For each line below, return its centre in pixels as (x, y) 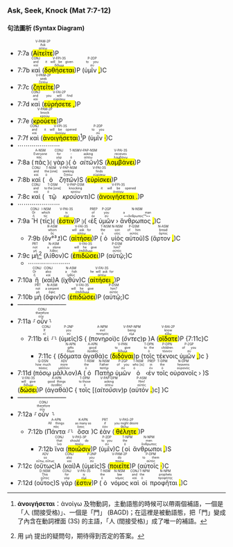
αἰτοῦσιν (109, 390)
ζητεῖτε (43, 87)
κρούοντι (75, 197)
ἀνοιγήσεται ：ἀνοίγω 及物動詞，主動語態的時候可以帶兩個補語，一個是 (120, 504)
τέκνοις (167, 356)
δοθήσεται (59, 70)
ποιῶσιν (79, 449)
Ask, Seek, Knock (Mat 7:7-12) (59, 10)
